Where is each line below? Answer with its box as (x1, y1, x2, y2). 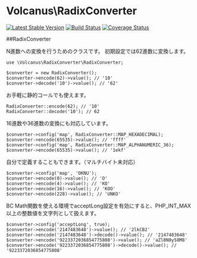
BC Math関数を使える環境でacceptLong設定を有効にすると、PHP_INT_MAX (6, 202, 192, 209)
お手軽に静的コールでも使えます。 (6, 91, 89, 99)
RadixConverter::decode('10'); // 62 (6, 108, 100, 114)
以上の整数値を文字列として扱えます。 (6, 209, 100, 216)
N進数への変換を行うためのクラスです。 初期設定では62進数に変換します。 (6, 48, 189, 55)
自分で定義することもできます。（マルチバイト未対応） (6, 158, 139, 165)
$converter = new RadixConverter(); (6, 70, 97, 75)
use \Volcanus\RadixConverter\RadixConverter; (6, 59, 124, 65)
